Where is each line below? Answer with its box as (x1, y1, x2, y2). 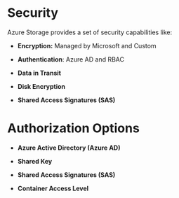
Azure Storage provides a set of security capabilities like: (7, 28, 173, 36)
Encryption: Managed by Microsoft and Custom (17, 41, 157, 50)
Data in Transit (17, 69, 62, 77)
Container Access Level (17, 184, 89, 192)
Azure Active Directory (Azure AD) (17, 143, 121, 152)
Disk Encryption (17, 82, 65, 90)
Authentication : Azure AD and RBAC (17, 55, 125, 64)
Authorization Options (7, 120, 140, 136)
